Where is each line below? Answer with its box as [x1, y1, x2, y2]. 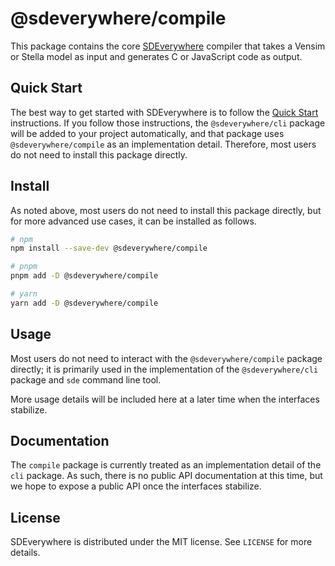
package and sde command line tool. [10, 373, 162, 386]
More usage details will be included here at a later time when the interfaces [10, 393, 320, 405]
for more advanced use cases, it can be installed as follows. [10, 215, 257, 227]
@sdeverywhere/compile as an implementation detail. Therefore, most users [10, 138, 317, 150]
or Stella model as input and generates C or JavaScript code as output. [10, 50, 303, 62]
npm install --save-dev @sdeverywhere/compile [10, 243, 208, 254]
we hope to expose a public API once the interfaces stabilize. [10, 480, 262, 492]
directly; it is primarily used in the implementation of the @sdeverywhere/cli [10, 363, 319, 375]
